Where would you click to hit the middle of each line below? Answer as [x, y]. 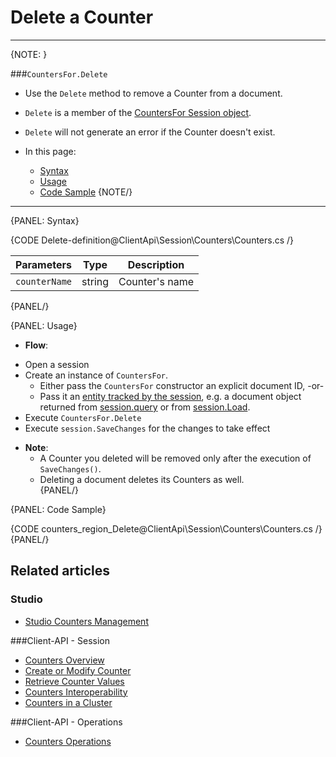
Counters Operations [68, 741]
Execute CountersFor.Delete [83, 417]
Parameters [43, 264]
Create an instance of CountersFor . [96, 375]
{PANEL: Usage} [44, 325]
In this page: [50, 151]
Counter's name [156, 281]
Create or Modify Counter [78, 670]
